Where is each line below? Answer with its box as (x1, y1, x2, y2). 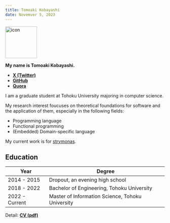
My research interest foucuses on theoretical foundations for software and (5, 102, 160, 108)
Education (5, 153, 38, 161)
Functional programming (12, 123, 64, 129)
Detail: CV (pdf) (5, 212, 38, 218)
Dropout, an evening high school (49, 176, 126, 183)
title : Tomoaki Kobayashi (5, 7, 60, 13)
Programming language (12, 118, 62, 124)
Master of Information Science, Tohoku (49, 193, 142, 200)
